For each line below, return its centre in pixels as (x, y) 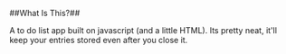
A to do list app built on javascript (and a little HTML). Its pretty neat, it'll (143, 30)
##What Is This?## (45, 13)
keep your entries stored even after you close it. (99, 40)
